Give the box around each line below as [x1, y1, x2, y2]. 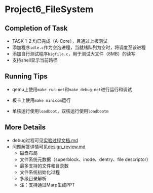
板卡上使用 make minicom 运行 [12, 97, 71, 103]
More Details [5, 123, 46, 132]
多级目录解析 [19, 175, 47, 181]
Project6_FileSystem [5, 4, 94, 15]
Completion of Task [5, 24, 68, 33]
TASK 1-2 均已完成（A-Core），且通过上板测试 [12, 38, 108, 44]
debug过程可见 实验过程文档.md [12, 137, 78, 143]
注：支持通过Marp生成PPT [19, 182, 75, 188]
